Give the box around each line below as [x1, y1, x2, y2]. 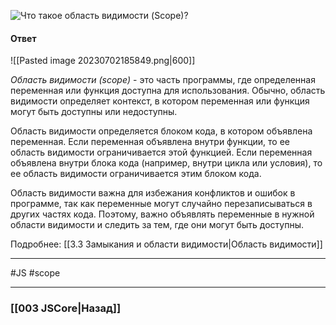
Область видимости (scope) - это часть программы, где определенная [10, 74, 316, 86]
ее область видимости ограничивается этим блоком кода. [10, 168, 262, 180]
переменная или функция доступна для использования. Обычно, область [10, 85, 326, 97]
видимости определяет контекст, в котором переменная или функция [10, 95, 310, 107]
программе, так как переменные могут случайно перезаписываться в [10, 198, 313, 210]
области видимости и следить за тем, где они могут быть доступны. [10, 219, 305, 231]
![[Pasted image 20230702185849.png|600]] [10, 55, 196, 67]
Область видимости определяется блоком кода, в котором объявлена [10, 125, 313, 137]
